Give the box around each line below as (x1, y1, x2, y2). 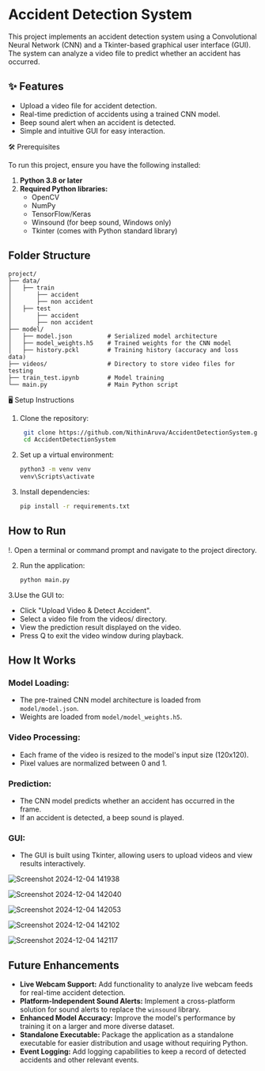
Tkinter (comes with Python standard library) (31, 225, 178, 235)
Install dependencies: (19, 487, 90, 497)
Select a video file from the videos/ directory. (19, 614, 168, 623)
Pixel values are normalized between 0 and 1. (19, 758, 168, 768)
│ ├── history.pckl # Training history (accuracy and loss (8, 346, 239, 354)
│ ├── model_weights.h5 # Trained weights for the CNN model (8, 339, 232, 347)
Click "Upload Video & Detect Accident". (19, 605, 152, 615)
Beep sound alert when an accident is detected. (19, 117, 176, 127)
